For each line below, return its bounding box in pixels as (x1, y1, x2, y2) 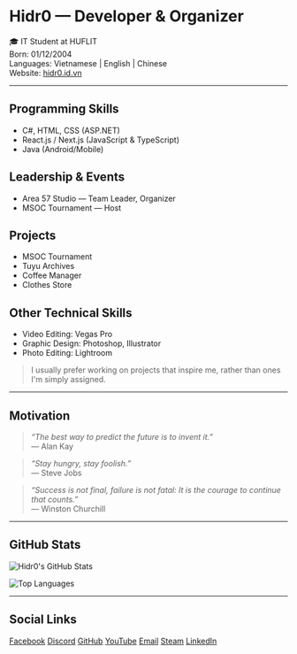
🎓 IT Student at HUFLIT (9, 35, 98, 46)
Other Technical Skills (9, 305, 133, 320)
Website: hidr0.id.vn (9, 67, 82, 78)
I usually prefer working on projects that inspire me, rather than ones (30, 365, 281, 375)
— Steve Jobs (30, 467, 82, 478)
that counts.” (30, 494, 79, 504)
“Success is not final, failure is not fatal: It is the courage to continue (30, 485, 281, 495)
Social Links (9, 612, 78, 627)
